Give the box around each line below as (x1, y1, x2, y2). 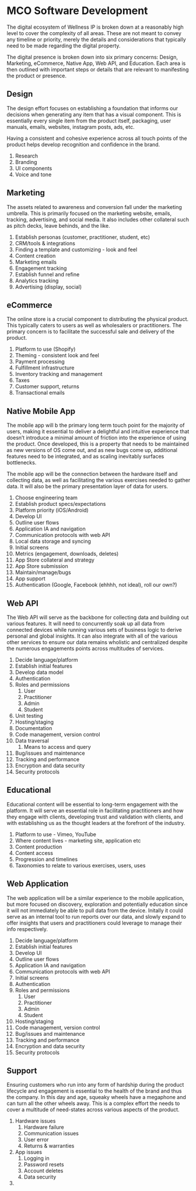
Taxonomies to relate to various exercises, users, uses (15, 862, 146, 869)
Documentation (15, 725, 52, 731)
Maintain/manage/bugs (15, 569, 72, 576)
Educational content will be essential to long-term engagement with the (6, 800, 178, 807)
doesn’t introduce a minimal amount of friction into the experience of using (6, 434, 187, 442)
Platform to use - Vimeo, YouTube (15, 830, 97, 838)
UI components (15, 165, 52, 172)
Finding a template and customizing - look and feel (15, 246, 138, 253)
